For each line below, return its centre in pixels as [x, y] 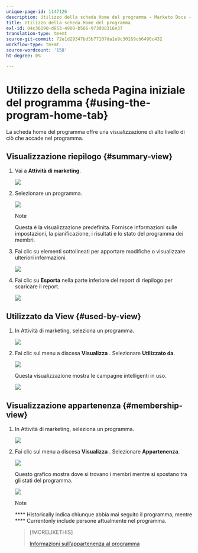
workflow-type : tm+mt [33, 45]
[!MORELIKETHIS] [51, 532]
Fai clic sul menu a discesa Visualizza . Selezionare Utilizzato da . [95, 353]
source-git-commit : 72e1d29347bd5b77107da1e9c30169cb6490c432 [84, 39]
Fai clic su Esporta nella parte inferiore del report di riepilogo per [94, 280]
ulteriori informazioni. [40, 258]
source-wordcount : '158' [37, 50]
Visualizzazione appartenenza [64, 405]
